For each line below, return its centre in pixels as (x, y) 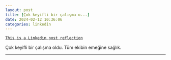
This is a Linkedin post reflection (44, 38)
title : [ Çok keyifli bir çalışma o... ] (48, 15)
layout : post (19, 10)
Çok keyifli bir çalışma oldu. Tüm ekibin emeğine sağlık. (63, 48)
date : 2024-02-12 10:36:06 (34, 19)
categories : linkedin (28, 24)
